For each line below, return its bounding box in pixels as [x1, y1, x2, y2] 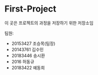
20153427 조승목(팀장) [11, 40, 56, 46]
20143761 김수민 [11, 46, 44, 52]
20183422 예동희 [11, 64, 45, 71]
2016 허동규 [11, 59, 35, 64]
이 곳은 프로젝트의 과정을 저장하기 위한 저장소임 [4, 20, 94, 26]
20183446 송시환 [11, 52, 45, 59]
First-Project [4, 3, 56, 15]
